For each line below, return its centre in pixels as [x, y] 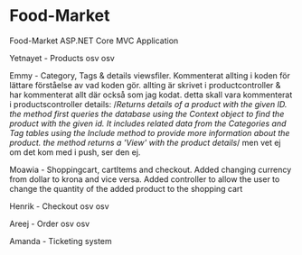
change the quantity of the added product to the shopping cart [126, 188]
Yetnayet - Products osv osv [62, 58]
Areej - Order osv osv [50, 223]
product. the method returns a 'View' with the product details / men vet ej [145, 142]
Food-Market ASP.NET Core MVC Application [94, 41]
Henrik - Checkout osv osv [60, 206]
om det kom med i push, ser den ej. [75, 152]
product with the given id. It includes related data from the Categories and [148, 123]
